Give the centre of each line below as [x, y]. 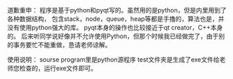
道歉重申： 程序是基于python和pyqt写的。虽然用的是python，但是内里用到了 [117, 10]
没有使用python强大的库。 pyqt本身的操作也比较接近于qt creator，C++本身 [115, 27]
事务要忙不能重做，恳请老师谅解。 [62, 45]
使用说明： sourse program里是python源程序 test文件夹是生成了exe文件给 [113, 60]
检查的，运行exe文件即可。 [58, 68]
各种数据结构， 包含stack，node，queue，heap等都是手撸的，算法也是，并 [116, 19]
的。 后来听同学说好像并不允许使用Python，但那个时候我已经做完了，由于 [113, 36]
